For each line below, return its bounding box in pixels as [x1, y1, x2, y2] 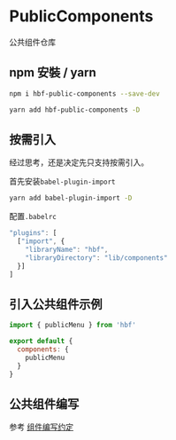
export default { [9, 337, 73, 346]
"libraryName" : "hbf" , [25, 245, 109, 254]
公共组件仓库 [9, 36, 56, 47]
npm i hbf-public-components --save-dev [9, 89, 161, 98]
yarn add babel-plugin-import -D [9, 193, 133, 203]
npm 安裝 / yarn [9, 65, 96, 81]
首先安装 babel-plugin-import [9, 176, 117, 187]
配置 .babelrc [9, 211, 57, 222]
